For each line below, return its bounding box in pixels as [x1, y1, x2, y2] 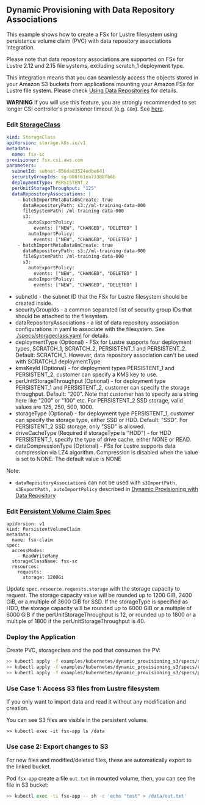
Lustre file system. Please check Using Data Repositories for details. [6, 87, 178, 94]
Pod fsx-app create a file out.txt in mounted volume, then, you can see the [6, 774, 196, 782]
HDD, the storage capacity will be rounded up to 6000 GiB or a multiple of [6, 605, 192, 612]
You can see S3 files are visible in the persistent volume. [6, 716, 148, 724]
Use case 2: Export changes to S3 [6, 742, 109, 751]
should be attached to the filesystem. [15, 312, 109, 319]
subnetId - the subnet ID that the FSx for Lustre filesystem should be [15, 293, 188, 300]
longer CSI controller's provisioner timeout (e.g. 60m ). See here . [6, 105, 165, 112]
